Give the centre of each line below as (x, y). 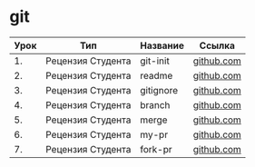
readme (157, 75)
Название (162, 45)
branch (155, 104)
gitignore (159, 90)
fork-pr (156, 149)
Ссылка (217, 45)
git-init (155, 61)
